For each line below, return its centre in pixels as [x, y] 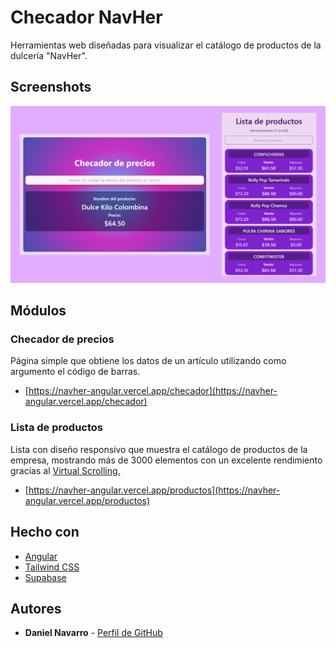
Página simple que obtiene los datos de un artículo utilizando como [148, 361]
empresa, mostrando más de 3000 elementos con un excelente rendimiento [166, 460]
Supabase [45, 577]
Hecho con [45, 532]
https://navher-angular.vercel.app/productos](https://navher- [154, 490]
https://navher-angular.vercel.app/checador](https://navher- [153, 391]
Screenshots [51, 87]
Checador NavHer [86, 17]
